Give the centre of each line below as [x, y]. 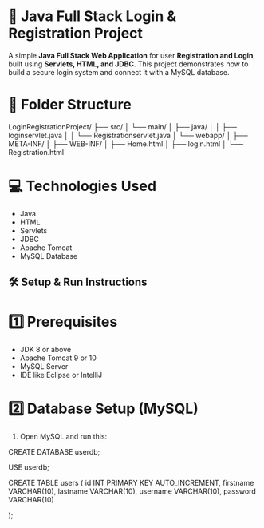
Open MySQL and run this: [63, 437]
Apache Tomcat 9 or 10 [58, 358]
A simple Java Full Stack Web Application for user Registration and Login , [132, 55]
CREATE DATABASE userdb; [54, 452]
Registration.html [36, 152]
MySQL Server [44, 367]
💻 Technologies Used [83, 186]
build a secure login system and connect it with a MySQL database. [119, 72]
